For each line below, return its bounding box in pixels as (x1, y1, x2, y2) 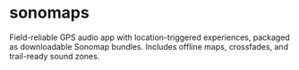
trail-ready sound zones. (9, 51, 100, 61)
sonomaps (9, 3, 90, 23)
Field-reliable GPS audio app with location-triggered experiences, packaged (9, 32, 291, 43)
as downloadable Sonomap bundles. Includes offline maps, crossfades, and (9, 41, 289, 51)
